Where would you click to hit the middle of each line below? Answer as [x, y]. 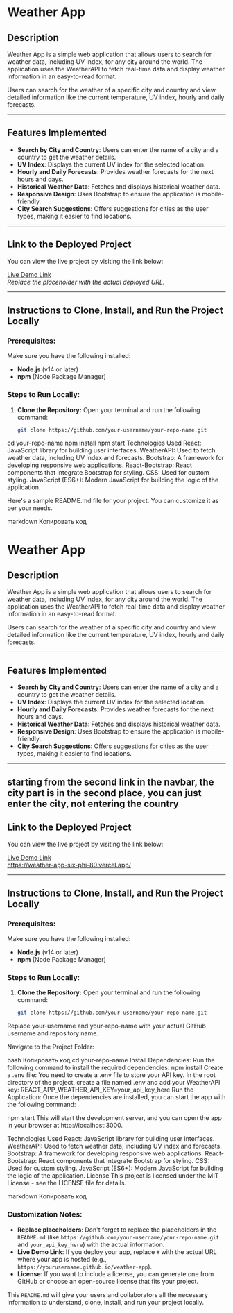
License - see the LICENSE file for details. [67, 1183]
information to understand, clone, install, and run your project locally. [106, 1302]
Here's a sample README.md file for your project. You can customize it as [113, 501]
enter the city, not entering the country [93, 803]
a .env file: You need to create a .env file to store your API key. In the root [112, 1075]
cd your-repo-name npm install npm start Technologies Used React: [104, 443]
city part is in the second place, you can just [104, 793]
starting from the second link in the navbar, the [111, 782]
